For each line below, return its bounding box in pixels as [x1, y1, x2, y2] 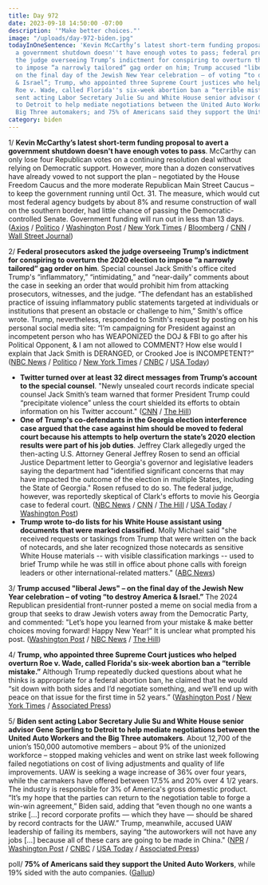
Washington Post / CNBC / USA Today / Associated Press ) [8, 843, 199, 853]
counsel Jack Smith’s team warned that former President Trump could [19, 389, 250, 399]
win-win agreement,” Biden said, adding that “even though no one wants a [8, 801, 253, 811]
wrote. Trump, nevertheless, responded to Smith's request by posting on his [8, 314, 258, 324]
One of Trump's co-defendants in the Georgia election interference [19, 415, 247, 425]
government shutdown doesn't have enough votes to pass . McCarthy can [8, 146, 257, 156]
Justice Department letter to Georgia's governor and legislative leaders [19, 457, 254, 467]
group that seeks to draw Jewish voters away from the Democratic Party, [8, 608, 249, 618]
